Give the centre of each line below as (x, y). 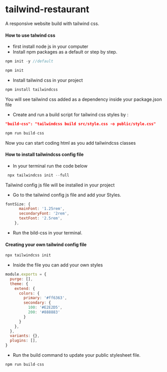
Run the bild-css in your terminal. (47, 232)
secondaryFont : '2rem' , (44, 214)
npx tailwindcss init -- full (38, 175)
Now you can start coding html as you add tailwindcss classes (71, 143)
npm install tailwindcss (32, 89)
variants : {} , (25, 336)
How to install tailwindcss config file (45, 154)
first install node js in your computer (50, 46)
